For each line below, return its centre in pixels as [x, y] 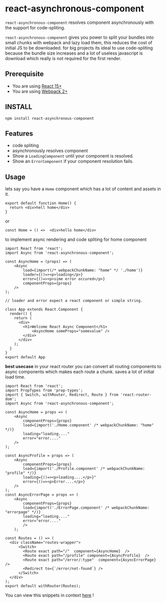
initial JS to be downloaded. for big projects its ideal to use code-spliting [79, 48]
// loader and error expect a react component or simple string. [74, 301]
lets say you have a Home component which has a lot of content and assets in [83, 189]
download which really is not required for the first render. [63, 58]
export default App [25, 357]
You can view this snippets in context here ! [50, 595]
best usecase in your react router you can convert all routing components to [83, 367]
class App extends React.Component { [44, 309]
